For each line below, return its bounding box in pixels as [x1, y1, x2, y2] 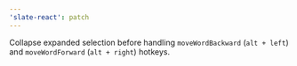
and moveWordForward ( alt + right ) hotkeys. [9, 46, 171, 57]
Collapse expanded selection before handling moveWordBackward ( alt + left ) [9, 37, 289, 48]
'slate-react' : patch [9, 12, 90, 22]
